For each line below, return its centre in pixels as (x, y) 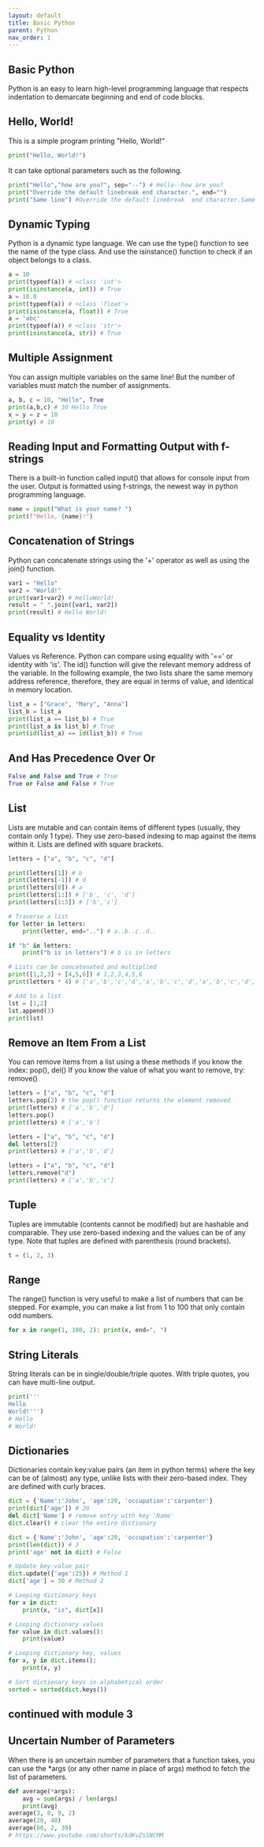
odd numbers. (31, 1316)
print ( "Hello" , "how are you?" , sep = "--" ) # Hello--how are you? (116, 185)
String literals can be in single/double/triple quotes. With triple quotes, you (129, 1374)
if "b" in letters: (40, 945)
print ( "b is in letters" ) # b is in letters (97, 953)
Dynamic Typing (49, 224)
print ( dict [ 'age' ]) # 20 (49, 1509)
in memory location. (41, 689)
